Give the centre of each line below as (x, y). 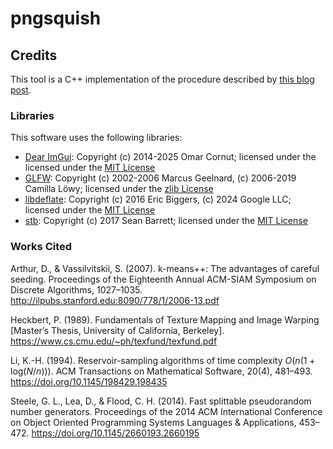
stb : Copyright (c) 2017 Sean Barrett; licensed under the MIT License (166, 221)
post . (21, 90)
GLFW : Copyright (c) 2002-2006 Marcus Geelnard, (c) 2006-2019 (160, 178)
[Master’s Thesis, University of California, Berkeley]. (117, 330)
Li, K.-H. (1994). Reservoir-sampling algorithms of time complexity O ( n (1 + (163, 360)
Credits (34, 55)
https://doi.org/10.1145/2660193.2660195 (115, 433)
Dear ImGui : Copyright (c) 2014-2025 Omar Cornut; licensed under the (170, 157)
